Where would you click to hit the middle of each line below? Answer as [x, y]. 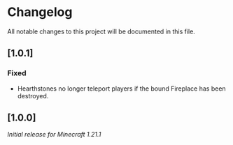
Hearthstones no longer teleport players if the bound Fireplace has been [121, 89]
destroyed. [33, 96]
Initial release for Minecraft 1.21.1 [54, 135]
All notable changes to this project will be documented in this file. [101, 31]
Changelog [40, 12]
